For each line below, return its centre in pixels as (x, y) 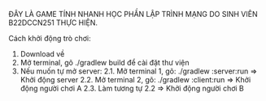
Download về (42, 54)
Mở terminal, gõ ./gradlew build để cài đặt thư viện (105, 63)
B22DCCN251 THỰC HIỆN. (53, 23)
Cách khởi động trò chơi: (50, 38)
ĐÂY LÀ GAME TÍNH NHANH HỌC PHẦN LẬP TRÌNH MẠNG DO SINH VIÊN (133, 14)
